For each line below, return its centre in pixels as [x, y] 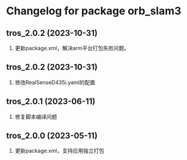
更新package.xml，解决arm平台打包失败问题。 [72, 48]
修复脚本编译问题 [36, 116]
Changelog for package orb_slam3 [94, 11]
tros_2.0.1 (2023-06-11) [51, 102]
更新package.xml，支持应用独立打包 [59, 151]
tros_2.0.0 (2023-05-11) [52, 136]
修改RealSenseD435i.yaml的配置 [55, 82]
